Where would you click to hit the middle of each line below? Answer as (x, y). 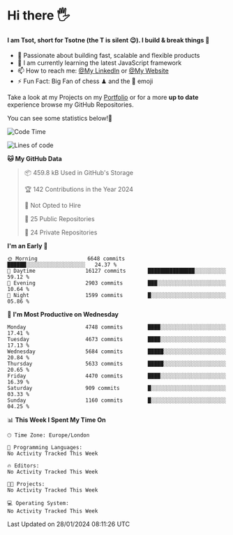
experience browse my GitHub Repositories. (70, 105)
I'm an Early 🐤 (28, 246)
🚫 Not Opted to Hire (53, 206)
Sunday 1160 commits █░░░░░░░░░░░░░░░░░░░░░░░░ (117, 400)
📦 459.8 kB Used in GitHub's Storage (79, 173)
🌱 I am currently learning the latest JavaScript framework (99, 63)
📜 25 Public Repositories (60, 219)
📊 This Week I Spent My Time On (57, 420)
